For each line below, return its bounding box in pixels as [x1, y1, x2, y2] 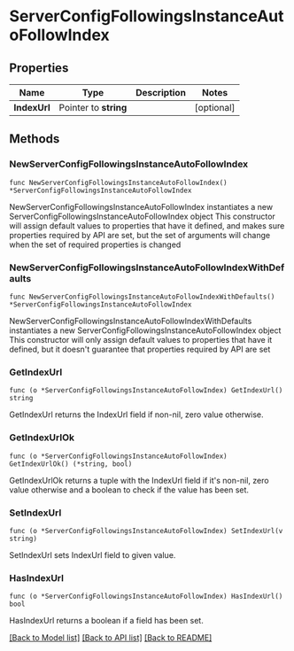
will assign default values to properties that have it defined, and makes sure [9, 220, 285, 231]
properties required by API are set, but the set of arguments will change [9, 229, 271, 240]
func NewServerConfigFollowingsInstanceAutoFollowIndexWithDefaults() [9, 292, 275, 301]
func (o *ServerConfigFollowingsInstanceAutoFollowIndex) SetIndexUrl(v [9, 526, 283, 535]
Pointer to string [58, 102, 128, 113]
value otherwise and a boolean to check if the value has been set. [9, 484, 250, 495]
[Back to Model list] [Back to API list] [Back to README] [9, 632, 213, 643]
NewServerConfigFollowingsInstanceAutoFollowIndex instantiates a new [9, 201, 273, 212]
